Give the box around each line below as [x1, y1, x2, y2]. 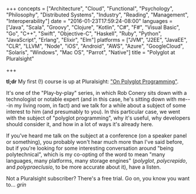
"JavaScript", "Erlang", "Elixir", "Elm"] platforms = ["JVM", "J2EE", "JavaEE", [6, 37, 188, 43]
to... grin [6, 181, 26, 188]
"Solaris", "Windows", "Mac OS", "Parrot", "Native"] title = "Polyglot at [6, 49, 175, 55]
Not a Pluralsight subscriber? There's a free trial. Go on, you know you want [6, 175, 190, 182]
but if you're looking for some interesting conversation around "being [6, 144, 174, 152]
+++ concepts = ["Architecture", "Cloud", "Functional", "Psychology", [6, 5, 174, 12]
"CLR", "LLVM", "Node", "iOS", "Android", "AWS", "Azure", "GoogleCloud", [6, 42, 184, 50]
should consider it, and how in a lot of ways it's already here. [6, 121, 154, 127]
